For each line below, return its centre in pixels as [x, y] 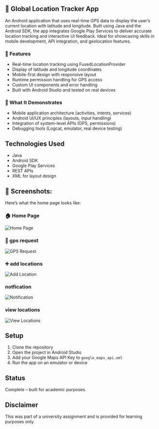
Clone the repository [32, 347]
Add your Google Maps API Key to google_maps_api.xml [67, 358]
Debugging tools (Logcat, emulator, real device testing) [67, 128]
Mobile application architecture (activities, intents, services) [72, 113]
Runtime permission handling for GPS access [57, 80]
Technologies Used [35, 144]
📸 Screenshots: [29, 191]
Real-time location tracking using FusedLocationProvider [69, 64]
